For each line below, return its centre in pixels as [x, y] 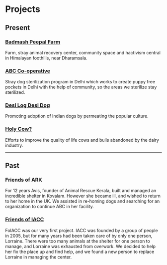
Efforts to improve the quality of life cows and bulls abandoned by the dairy [82, 140]
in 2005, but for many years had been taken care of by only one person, [79, 236]
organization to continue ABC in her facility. [50, 207]
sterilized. [15, 92]
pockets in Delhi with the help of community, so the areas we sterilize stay [81, 87]
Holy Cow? [19, 129]
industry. [14, 145]
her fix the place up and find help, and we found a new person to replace [80, 252]
